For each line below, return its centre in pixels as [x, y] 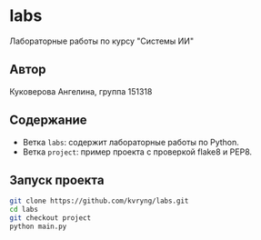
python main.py [38, 226]
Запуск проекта [57, 180]
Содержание [49, 120]
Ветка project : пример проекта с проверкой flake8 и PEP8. [137, 152]
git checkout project [50, 218]
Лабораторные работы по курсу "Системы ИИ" [101, 41]
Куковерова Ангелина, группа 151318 [81, 91]
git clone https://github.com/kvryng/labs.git [99, 201]
